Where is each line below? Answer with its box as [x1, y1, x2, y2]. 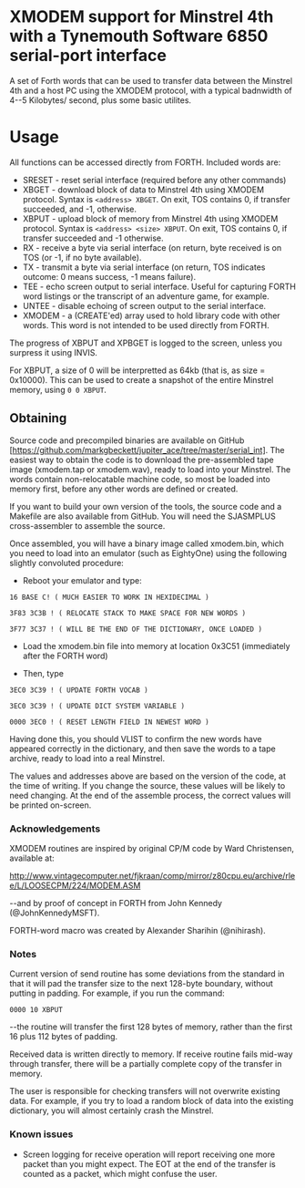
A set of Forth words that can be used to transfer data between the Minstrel [9, 75, 293, 86]
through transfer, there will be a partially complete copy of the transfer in [9, 1059, 282, 1069]
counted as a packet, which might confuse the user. [22, 1168, 218, 1179]
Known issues [9, 1128, 74, 1141]
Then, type [22, 667, 64, 678]
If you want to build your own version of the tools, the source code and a [9, 501, 282, 511]
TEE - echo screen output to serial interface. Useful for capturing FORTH [22, 281, 296, 292]
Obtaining [9, 410, 67, 426]
